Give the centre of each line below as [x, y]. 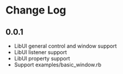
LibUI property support [42, 58]
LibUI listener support [41, 52]
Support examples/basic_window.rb [58, 65]
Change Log [36, 10]
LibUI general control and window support [65, 46]
